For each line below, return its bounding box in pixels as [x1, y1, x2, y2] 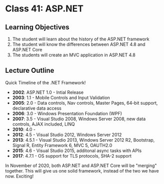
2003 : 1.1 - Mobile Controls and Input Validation [12, 94, 110, 100]
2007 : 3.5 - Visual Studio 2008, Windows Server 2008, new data [12, 116, 146, 122]
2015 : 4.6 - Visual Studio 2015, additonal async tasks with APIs [12, 148, 142, 154]
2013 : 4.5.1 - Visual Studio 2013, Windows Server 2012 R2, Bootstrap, [12, 137, 155, 143]
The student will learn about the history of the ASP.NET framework [12, 36, 150, 42]
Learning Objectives [5, 23, 70, 31]
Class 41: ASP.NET [5, 3, 84, 14]
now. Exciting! [5, 173, 34, 179]
